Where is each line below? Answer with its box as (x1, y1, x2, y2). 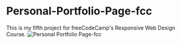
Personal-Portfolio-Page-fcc (6, 4, 152, 18)
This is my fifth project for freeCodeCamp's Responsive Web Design (6, 24, 176, 31)
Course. (6, 30, 26, 37)
